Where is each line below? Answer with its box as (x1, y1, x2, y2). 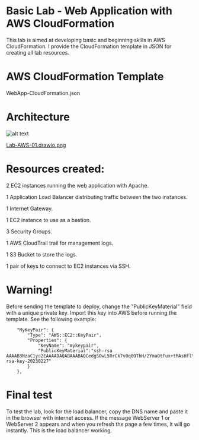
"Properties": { (27, 337, 68, 343)
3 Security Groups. (6, 227, 52, 235)
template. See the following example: (6, 315, 97, 322)
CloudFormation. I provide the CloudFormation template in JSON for (6, 43, 172, 50)
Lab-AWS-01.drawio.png (6, 141, 66, 148)
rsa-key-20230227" (6, 358, 52, 364)
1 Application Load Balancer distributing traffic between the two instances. (6, 193, 188, 200)
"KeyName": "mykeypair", (37, 343, 99, 349)
